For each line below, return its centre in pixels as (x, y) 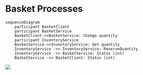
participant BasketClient (42, 27)
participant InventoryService (47, 40)
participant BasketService (43, 31)
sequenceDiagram (22, 22)
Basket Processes (44, 9)
